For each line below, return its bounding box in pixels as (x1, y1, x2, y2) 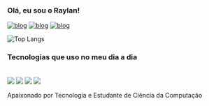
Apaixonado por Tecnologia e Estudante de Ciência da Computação (7, 91, 203, 99)
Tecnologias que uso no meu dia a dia (7, 52, 138, 62)
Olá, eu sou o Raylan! (7, 6, 80, 15)
